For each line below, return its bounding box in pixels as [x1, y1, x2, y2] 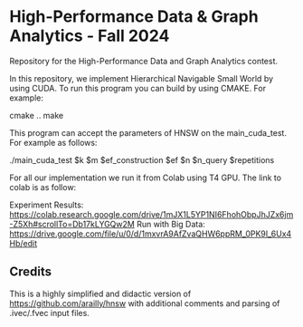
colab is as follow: [9, 181, 77, 192]
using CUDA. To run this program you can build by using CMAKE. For [9, 82, 267, 93]
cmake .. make [9, 110, 64, 120]
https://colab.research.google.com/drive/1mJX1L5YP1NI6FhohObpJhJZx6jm [9, 208, 294, 219]
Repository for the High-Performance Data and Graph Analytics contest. [9, 55, 279, 66]
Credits [9, 264, 52, 280]
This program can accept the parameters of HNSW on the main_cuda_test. [9, 127, 288, 138]
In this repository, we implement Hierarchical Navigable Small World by [9, 72, 274, 83]
